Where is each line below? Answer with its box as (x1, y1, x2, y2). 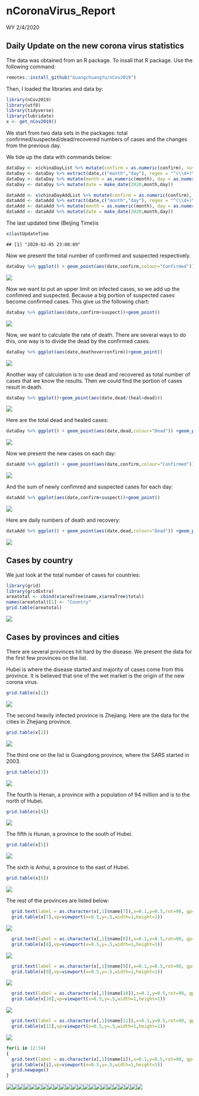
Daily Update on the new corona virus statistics (6, 41, 185, 51)
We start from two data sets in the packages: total (6, 129, 128, 136)
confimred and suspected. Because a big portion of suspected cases (6, 292, 175, 299)
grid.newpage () (11, 1067, 49, 1073)
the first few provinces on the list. (6, 654, 88, 662)
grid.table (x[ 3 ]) (6, 769, 49, 775)
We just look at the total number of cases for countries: (6, 571, 140, 579)
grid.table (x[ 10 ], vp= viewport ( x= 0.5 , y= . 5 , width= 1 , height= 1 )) (11, 996, 166, 1002)
